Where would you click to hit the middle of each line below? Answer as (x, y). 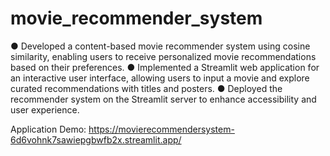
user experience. (45, 109)
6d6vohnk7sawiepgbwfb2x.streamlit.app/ (96, 139)
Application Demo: (48, 129)
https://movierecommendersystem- (161, 129)
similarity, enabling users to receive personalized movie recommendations (163, 56)
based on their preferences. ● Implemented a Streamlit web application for (165, 67)
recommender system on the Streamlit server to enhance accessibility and (163, 99)
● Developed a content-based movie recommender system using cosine (160, 46)
